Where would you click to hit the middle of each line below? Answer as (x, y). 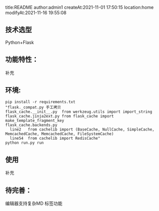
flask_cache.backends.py (31, 125)
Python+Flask (20, 42)
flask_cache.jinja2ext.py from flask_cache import (60, 116)
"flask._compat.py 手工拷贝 (33, 108)
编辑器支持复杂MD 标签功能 (34, 203)
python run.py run (24, 143)
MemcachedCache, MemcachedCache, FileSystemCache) (60, 134)
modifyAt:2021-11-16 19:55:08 (36, 13)
